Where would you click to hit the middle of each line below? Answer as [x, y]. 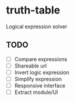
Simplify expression [38, 79]
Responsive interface [40, 85]
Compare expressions [41, 59]
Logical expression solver [37, 26]
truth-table [33, 10]
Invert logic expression [42, 72]
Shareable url [31, 66]
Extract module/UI [36, 92]
